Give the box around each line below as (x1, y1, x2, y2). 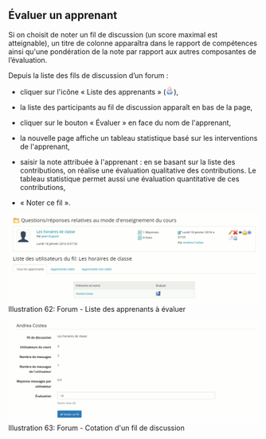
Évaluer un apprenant (8, 9, 118, 22)
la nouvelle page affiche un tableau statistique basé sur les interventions (19, 133, 258, 142)
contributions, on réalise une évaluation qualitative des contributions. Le (19, 165, 256, 175)
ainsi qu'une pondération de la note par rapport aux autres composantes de (8, 46, 256, 56)
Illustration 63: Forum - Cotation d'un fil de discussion (8, 423, 186, 433)
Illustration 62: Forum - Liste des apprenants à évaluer (8, 305, 186, 314)
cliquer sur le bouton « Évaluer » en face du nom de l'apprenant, (19, 118, 232, 127)
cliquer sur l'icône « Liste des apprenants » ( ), (19, 87, 179, 96)
